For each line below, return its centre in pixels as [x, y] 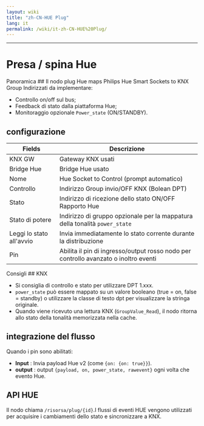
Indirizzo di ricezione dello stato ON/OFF [117, 198]
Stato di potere [30, 220]
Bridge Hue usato [84, 169]
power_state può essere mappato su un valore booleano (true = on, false [106, 292]
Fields [31, 149]
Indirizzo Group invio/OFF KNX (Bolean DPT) [123, 189]
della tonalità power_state [96, 224]
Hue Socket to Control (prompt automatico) [121, 179]
